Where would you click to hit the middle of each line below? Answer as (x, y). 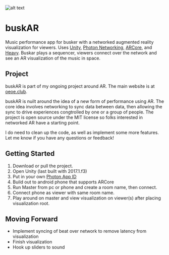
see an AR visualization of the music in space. (53, 58)
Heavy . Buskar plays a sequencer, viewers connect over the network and (81, 52)
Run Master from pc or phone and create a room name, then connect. (85, 187)
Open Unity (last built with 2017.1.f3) (50, 171)
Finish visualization (32, 242)
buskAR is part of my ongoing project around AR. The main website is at (80, 86)
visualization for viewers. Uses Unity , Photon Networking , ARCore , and (79, 47)
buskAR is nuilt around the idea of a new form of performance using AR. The (85, 101)
